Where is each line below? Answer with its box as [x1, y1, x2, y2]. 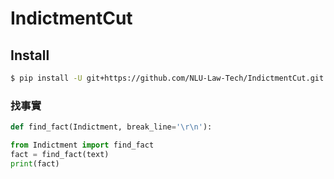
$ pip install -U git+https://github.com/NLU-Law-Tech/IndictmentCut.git [10, 73, 325, 83]
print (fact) [10, 158, 60, 169]
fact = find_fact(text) [10, 149, 110, 159]
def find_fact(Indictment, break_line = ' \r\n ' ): [10, 122, 213, 132]
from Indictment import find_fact [10, 140, 155, 151]
